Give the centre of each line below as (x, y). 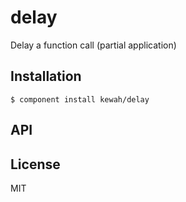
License (35, 164)
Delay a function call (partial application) (93, 45)
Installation (46, 76)
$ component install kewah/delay (80, 99)
